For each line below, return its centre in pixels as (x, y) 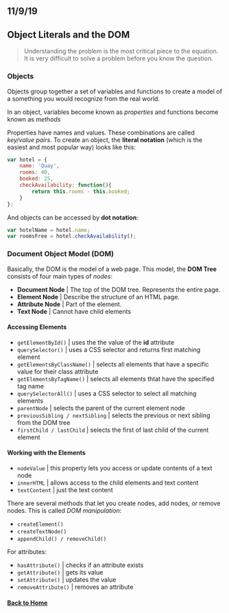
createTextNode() (42, 531)
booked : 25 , (36, 179)
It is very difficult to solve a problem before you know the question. (119, 58)
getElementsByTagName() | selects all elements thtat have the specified (116, 379)
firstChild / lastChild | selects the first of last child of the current (113, 430)
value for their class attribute (58, 371)
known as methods (34, 119)
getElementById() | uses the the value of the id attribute (96, 342)
